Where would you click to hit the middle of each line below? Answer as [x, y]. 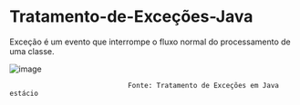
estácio [24, 93]
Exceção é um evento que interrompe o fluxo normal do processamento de [150, 42]
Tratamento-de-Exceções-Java [131, 17]
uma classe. [32, 51]
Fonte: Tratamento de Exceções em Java [203, 85]
